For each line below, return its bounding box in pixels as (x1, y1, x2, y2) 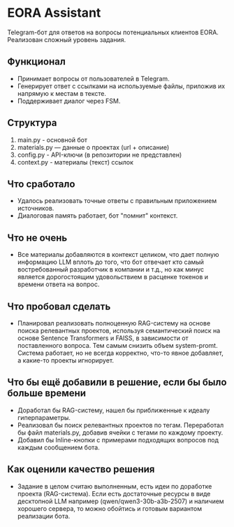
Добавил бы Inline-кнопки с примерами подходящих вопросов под (17, 435, 219, 444)
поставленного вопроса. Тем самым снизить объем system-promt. (17, 342, 218, 349)
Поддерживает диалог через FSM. (17, 97, 121, 105)
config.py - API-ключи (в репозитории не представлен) (17, 150, 182, 159)
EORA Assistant (7, 5, 101, 21)
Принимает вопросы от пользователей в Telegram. (17, 74, 170, 83)
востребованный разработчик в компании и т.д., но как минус (17, 265, 205, 274)
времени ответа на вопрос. (17, 280, 100, 288)
